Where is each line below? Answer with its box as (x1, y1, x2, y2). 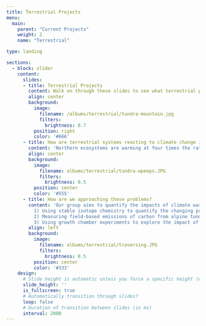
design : (17, 270, 37, 276)
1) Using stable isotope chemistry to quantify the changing (33, 208, 193, 214)
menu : (6, 15, 20, 21)
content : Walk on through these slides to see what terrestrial (28, 88, 196, 94)
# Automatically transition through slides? (22, 293, 139, 299)
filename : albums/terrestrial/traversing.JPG (39, 242, 158, 248)
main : (12, 20, 26, 26)
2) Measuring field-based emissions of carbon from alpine (33, 213, 188, 219)
